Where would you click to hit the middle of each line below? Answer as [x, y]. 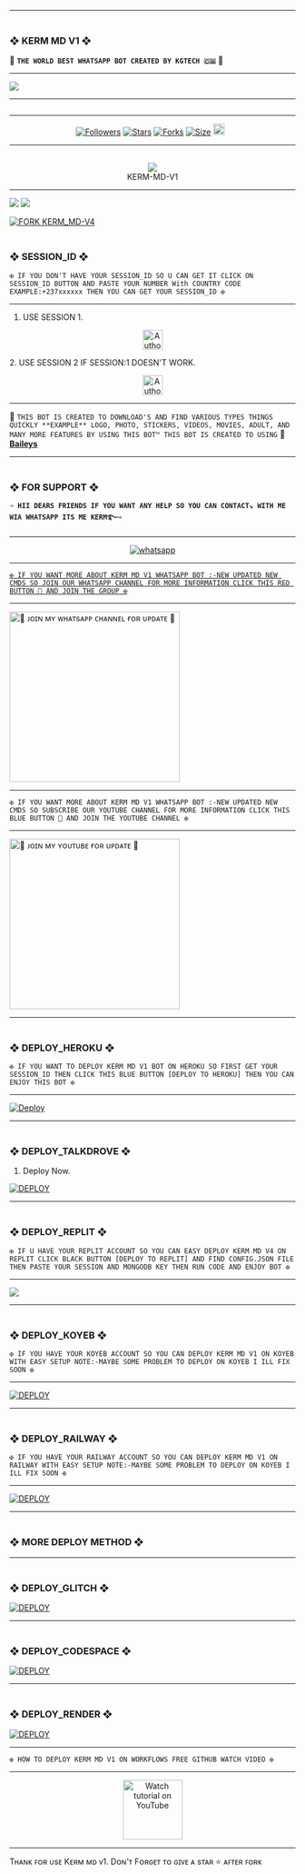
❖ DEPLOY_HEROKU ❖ [62, 1048]
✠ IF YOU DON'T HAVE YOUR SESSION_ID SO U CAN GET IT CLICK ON [132, 275]
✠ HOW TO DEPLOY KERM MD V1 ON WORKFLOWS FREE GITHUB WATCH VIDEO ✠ [142, 1759]
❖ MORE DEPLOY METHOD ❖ [77, 1542]
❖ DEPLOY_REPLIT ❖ [58, 1232]
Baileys [24, 444]
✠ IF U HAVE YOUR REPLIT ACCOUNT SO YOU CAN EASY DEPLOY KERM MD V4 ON [148, 1251]
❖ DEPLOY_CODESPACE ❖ [70, 1650]
